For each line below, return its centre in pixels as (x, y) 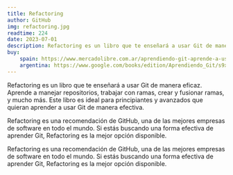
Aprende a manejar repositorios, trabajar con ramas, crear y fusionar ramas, (116, 92)
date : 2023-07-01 (32, 40)
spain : (29, 59)
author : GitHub (29, 20)
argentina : (35, 65)
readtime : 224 (28, 33)
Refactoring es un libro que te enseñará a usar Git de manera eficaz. (105, 85)
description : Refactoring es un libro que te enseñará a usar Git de (110, 46)
